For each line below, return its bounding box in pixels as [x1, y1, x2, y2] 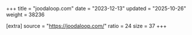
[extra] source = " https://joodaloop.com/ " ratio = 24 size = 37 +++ [6, 23, 167, 29]
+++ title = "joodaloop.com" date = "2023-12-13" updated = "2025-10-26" [6, 5, 187, 12]
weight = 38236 [6, 11, 45, 18]
